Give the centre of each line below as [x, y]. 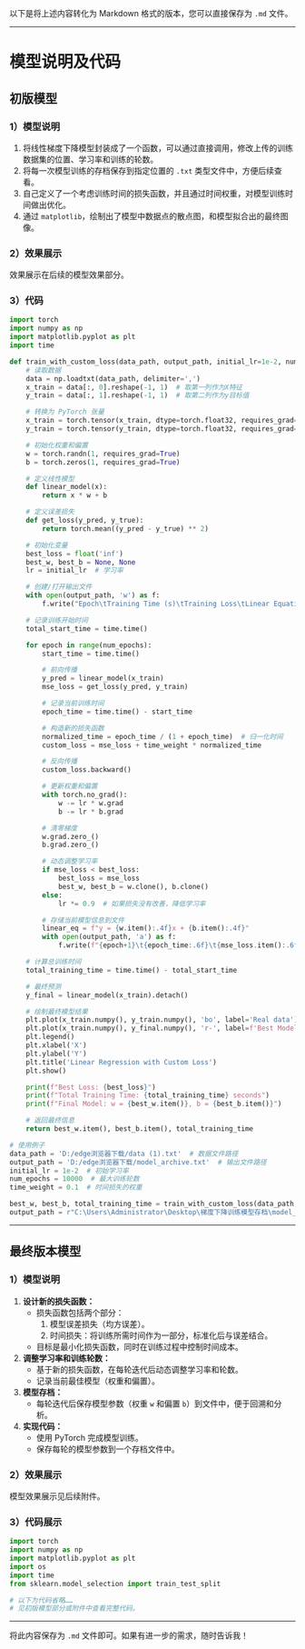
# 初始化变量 [47, 545]
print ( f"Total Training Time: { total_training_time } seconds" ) [148, 1095]
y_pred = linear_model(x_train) [103, 679]
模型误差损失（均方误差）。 [99, 1324]
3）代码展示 [36, 1522]
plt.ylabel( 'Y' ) [57, 1054]
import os [28, 1566]
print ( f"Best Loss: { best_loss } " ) [91, 1087]
